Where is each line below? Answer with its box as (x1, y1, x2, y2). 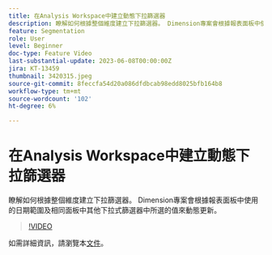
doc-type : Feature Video (8, 49, 92, 57)
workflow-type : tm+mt (8, 87, 82, 96)
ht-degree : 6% (8, 102, 57, 110)
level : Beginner (8, 42, 63, 50)
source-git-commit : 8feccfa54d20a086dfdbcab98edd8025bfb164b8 (8, 79, 223, 87)
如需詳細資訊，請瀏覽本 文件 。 (8, 238, 108, 248)
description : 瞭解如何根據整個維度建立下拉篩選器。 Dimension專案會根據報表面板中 (8, 19, 261, 28)
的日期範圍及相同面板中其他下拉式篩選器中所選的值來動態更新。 (8, 206, 221, 215)
